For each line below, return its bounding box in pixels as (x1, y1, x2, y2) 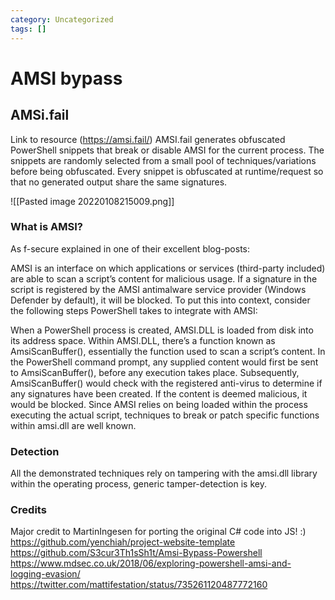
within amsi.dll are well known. (10, 419, 137, 431)
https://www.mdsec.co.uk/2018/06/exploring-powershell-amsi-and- (10, 557, 292, 570)
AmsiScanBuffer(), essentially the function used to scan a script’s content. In (10, 345, 326, 357)
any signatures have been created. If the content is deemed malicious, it (10, 387, 308, 400)
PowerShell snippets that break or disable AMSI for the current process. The (10, 144, 325, 156)
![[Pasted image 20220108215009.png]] (10, 195, 175, 207)
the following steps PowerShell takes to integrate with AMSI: (10, 304, 258, 316)
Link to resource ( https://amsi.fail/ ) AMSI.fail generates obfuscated (10, 133, 286, 145)
